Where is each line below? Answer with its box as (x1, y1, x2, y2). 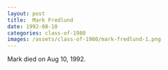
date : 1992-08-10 (7, 23, 58, 30)
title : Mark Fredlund (7, 17, 73, 24)
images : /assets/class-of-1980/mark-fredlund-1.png (7, 36, 161, 43)
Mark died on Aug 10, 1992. (7, 55, 86, 63)
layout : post (7, 10, 45, 17)
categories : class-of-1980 (7, 29, 86, 37)
